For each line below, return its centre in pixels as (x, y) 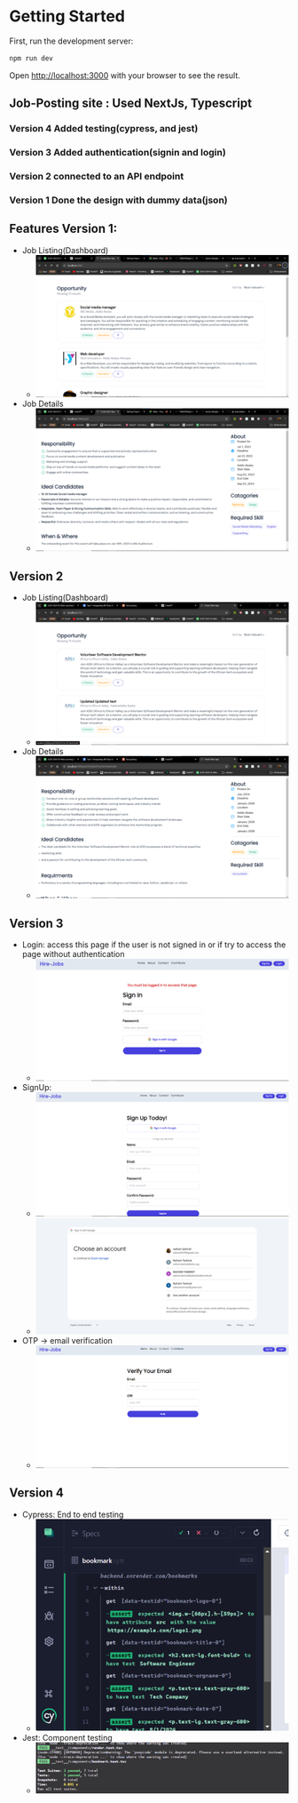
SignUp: (37, 1088)
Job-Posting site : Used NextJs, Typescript (131, 104)
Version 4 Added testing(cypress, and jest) (104, 129)
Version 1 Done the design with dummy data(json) (118, 200)
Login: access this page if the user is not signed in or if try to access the (154, 945)
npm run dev (31, 58)
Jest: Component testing (67, 1738)
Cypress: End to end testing (73, 1514)
